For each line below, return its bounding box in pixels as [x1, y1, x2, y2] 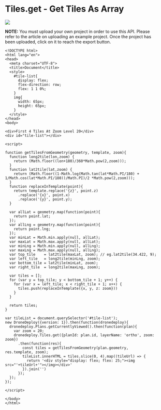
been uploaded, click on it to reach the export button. [5, 39, 111, 45]
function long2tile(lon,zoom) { [9, 154, 75, 159]
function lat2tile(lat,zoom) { [9, 167, 73, 172]
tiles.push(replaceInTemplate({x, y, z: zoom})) [17, 286, 118, 291]
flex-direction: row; [17, 82, 62, 87]
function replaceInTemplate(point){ [9, 184, 83, 189]
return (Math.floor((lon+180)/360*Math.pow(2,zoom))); [14, 159, 127, 164]
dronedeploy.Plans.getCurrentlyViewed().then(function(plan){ [9, 324, 137, 329]
